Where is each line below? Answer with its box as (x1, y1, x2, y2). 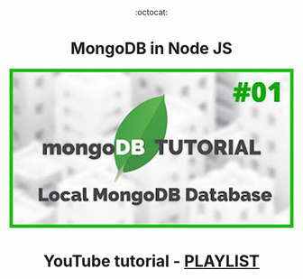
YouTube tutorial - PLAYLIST (43, 251, 260, 272)
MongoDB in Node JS (70, 39, 233, 59)
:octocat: (134, 7, 169, 17)
